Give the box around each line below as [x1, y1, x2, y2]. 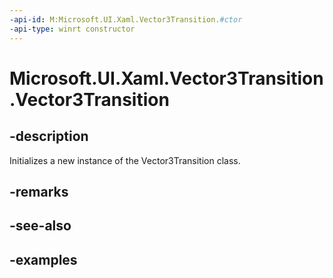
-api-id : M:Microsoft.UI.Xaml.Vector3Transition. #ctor [9, 14, 243, 25]
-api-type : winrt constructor [9, 24, 136, 34]
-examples [9, 251, 78, 268]
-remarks [9, 183, 69, 200]
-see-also [9, 217, 72, 235]
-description [9, 128, 89, 145]
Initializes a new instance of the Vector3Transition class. [9, 154, 241, 166]
